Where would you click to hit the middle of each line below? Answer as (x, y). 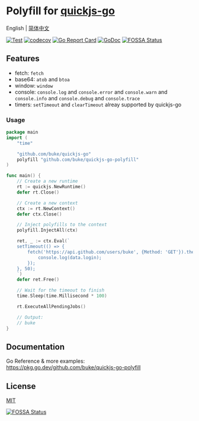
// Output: (30, 317)
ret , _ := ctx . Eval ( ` (43, 241)
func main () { (24, 176)
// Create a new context (47, 203)
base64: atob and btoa (42, 79)
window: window (34, 86)
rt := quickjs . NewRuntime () (51, 187)
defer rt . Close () (38, 192)
